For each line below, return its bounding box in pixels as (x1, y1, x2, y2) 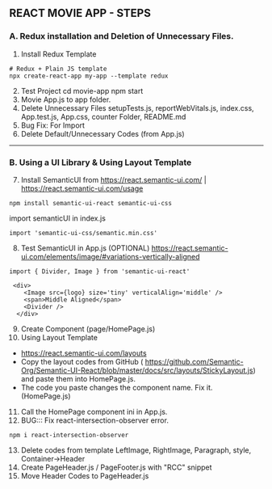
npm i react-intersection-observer (9, 431, 129, 439)
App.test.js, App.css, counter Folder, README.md (20, 112, 186, 121)
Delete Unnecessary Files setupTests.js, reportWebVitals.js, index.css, (20, 103, 254, 112)
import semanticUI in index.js (9, 213, 106, 223)
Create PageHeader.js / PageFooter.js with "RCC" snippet (20, 462, 212, 472)
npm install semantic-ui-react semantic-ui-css (9, 199, 173, 207)
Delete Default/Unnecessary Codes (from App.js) (20, 129, 185, 138)
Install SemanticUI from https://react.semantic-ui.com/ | (20, 175, 207, 184)
